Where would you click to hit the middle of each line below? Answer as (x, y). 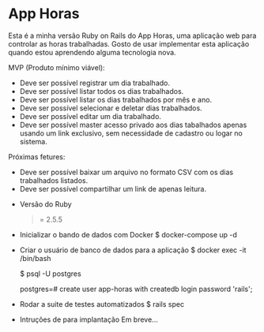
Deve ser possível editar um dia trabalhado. (91, 116)
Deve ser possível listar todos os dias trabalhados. (102, 91)
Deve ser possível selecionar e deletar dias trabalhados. (111, 108)
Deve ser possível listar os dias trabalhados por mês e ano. (115, 99)
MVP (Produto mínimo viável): (57, 67)
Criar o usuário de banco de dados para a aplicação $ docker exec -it (133, 250)
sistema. (33, 141)
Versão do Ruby (46, 204)
